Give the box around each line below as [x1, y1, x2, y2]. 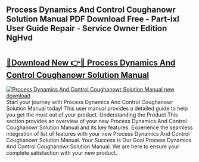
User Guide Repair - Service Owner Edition [6, 23, 167, 33]
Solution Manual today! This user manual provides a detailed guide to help [6, 105, 188, 112]
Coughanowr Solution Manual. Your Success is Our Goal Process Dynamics [6, 137, 192, 143]
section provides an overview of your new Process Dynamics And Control [6, 118, 187, 124]
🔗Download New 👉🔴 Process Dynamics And [6, 57, 176, 68]
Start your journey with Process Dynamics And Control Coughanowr [6, 99, 173, 105]
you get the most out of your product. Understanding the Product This [6, 111, 178, 118]
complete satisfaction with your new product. [6, 149, 117, 156]
